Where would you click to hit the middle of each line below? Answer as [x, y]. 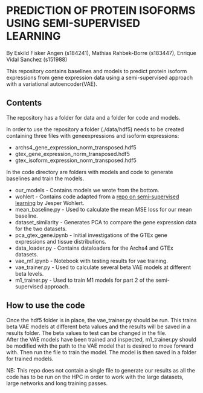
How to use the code [46, 306]
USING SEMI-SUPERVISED [73, 23]
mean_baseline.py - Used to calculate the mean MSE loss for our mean [103, 209]
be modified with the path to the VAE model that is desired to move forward [100, 346]
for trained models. [30, 359]
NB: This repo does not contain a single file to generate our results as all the [101, 370]
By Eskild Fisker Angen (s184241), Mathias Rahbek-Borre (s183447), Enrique [101, 53]
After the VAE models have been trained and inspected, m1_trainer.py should [101, 339]
